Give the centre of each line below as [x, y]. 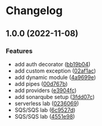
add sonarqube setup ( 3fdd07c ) [55, 96]
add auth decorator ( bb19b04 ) [53, 64]
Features [19, 51]
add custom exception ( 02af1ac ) [55, 71]
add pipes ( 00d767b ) [41, 84]
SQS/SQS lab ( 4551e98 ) [45, 116]
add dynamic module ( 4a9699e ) [55, 77]
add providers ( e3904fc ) [46, 90]
